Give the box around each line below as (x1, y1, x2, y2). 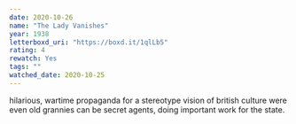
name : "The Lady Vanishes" (9, 21, 109, 30)
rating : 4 (9, 46, 46, 55)
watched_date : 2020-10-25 (9, 71, 105, 80)
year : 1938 (9, 29, 50, 38)
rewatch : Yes (9, 54, 58, 63)
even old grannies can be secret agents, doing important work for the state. (9, 104, 285, 115)
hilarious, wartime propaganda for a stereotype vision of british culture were (9, 95, 288, 105)
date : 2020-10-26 (9, 12, 74, 22)
